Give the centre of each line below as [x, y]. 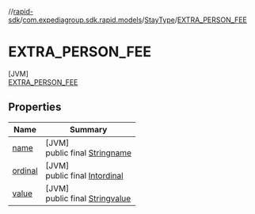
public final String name [89, 152]
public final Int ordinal [85, 175]
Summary [89, 129]
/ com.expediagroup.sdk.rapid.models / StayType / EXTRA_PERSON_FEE [133, 20]
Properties [35, 107]
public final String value [88, 198]
